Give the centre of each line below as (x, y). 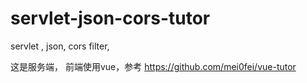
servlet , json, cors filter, (60, 46)
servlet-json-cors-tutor (110, 18)
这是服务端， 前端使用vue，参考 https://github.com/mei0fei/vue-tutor (153, 66)
